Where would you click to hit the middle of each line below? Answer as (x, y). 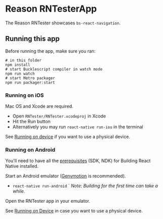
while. (19, 191)
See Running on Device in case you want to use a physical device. (74, 211)
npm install (18, 65)
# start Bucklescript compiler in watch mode (54, 69)
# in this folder (23, 60)
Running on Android (30, 150)
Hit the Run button (32, 122)
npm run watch (20, 74)
